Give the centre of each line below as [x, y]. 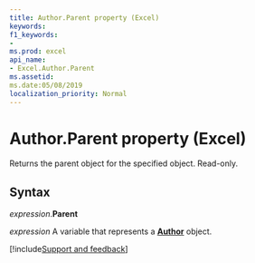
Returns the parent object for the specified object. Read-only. [124, 163]
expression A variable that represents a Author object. [111, 231]
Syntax [30, 192]
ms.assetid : [32, 77]
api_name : [28, 60]
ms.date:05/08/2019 [46, 85]
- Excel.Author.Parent [52, 69]
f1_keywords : [34, 34]
